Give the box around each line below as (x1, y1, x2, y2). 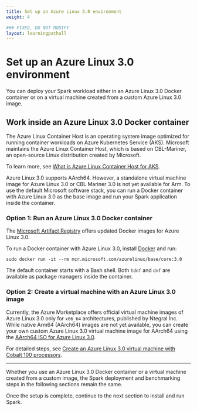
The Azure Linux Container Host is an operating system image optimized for (6, 133, 189, 140)
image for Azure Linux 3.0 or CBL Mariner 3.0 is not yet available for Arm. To (6, 181, 191, 187)
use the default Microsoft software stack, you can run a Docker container (6, 187, 183, 194)
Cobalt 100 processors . (6, 351, 63, 358)
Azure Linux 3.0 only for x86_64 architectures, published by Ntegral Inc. (6, 314, 178, 321)
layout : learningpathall (6, 30, 67, 36)
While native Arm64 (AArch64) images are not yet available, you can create (6, 321, 189, 328)
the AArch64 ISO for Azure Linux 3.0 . (6, 333, 96, 340)
